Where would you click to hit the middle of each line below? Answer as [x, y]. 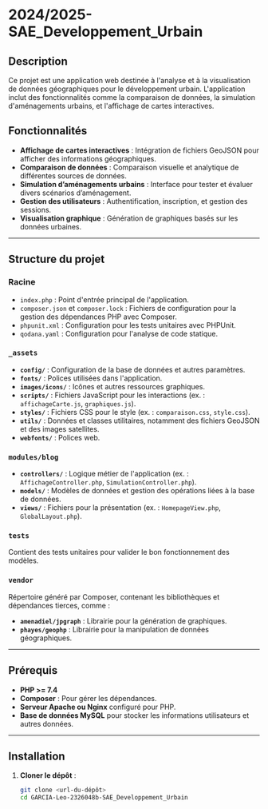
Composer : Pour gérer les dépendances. [88, 698]
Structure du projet [57, 259]
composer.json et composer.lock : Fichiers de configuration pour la [128, 308]
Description [38, 61]
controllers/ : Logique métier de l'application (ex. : [104, 474]
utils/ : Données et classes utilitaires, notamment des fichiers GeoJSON [140, 420]
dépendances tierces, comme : [59, 605]
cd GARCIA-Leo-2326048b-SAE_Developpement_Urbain [104, 798]
